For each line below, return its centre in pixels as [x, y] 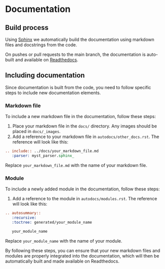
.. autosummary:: [23, 213]
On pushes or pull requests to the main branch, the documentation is [75, 54]
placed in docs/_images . [36, 132]
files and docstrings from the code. [41, 45]
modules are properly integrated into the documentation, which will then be [82, 256]
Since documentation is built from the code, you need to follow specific [78, 87]
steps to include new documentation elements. [53, 93]
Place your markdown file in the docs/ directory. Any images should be [85, 126]
